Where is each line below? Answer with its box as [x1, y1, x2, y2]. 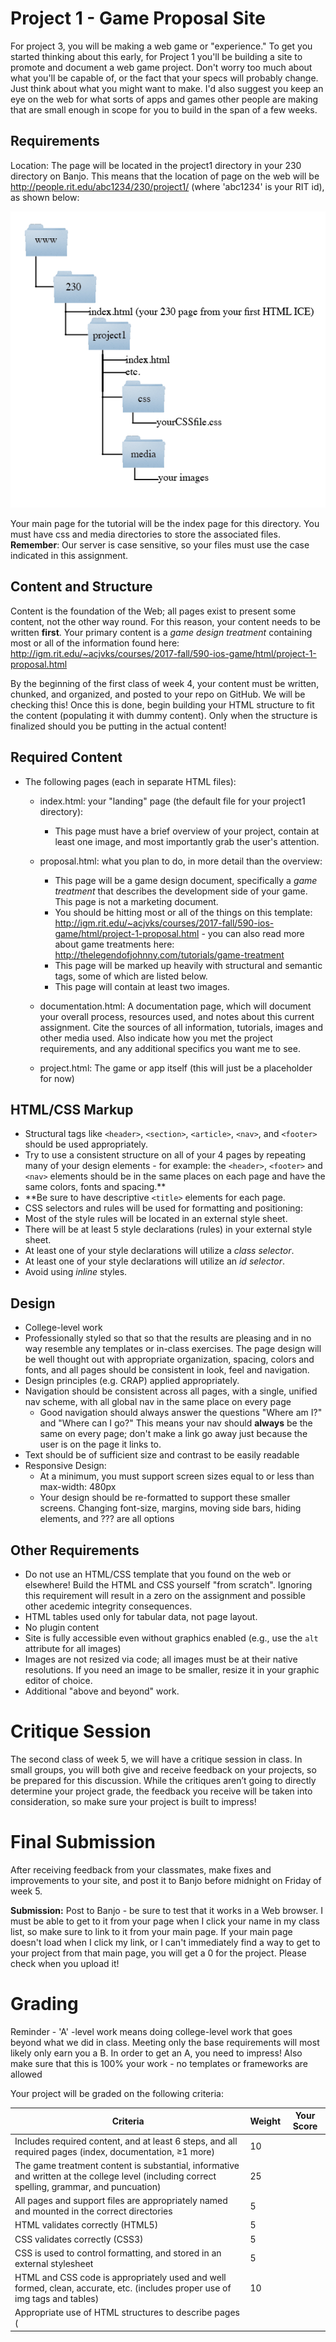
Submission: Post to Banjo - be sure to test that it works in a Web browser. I [10, 1904, 324, 1916]
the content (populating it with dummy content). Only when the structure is [10, 709, 318, 721]
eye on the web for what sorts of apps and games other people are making [10, 93, 319, 105]
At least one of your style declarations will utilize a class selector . [24, 1245, 295, 1257]
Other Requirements [10, 1542, 140, 1559]
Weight [249, 2115, 282, 2127]
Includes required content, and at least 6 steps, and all [14, 2135, 238, 2147]
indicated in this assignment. [10, 550, 129, 561]
